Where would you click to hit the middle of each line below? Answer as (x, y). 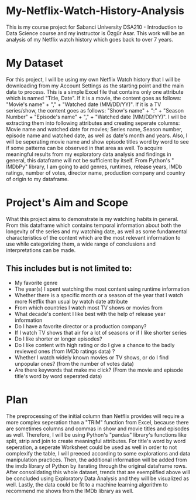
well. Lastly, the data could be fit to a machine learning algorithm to (87, 484)
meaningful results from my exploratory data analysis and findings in (89, 154)
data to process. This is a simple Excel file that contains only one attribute (95, 91)
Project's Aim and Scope (67, 203)
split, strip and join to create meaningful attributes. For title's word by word (96, 441)
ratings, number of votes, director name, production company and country (96, 173)
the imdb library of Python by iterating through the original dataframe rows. (97, 466)
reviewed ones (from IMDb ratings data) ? (65, 351)
